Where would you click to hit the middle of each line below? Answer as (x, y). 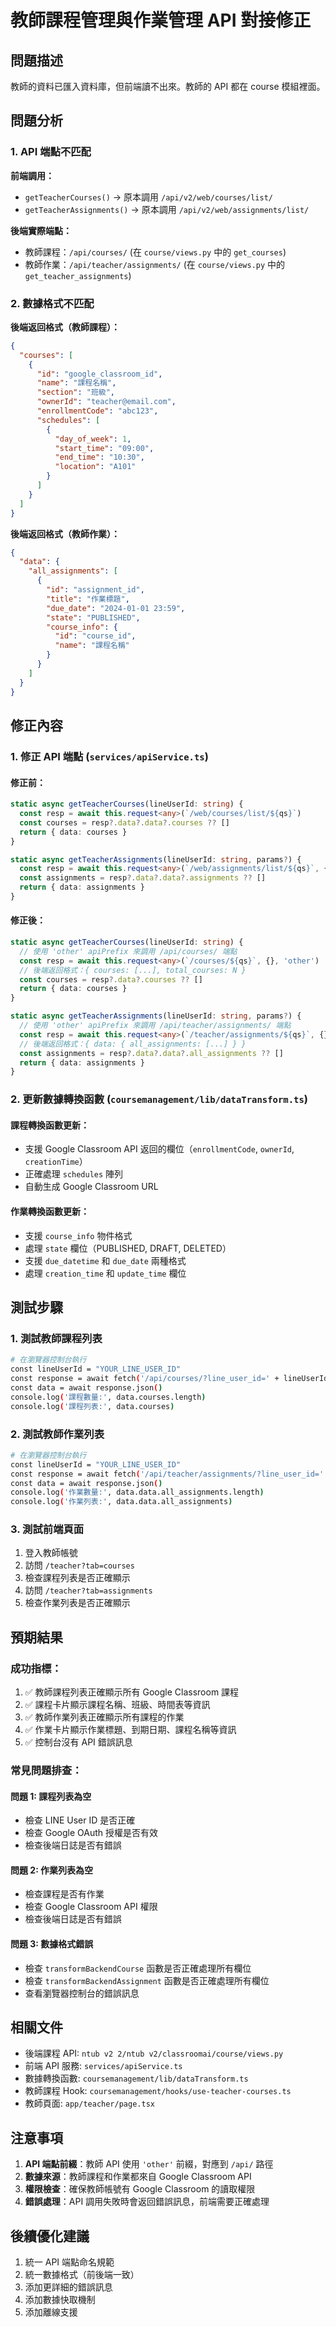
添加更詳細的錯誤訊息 (68, 2287)
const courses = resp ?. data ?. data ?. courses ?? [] (124, 822)
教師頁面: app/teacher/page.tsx (89, 2103)
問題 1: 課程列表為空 (51, 1796)
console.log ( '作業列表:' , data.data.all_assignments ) (121, 1502)
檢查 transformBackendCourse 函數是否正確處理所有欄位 (138, 1968)
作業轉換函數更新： (50, 1212)
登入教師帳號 (51, 1553)
